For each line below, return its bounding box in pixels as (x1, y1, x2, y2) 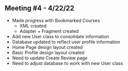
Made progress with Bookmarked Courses (12, 17, 100, 23)
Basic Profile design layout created (12, 49, 85, 55)
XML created (19, 23, 47, 29)
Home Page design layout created (12, 44, 83, 50)
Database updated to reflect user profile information (12, 39, 120, 45)
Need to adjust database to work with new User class (12, 60, 123, 66)
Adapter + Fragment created (19, 28, 79, 34)
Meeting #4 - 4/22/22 (5, 4, 75, 13)
